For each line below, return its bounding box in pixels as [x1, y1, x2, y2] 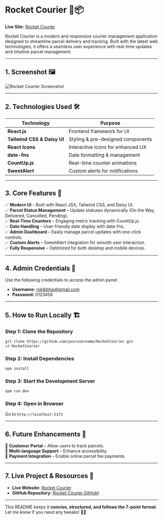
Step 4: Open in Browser [5, 400, 64, 407]
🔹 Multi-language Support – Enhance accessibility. [5, 448, 108, 454]
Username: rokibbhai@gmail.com [12, 286, 80, 293]
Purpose [100, 119, 120, 126]
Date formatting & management [68, 151, 140, 158]
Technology [21, 119, 50, 126]
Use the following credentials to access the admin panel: [5, 277, 118, 283]
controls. [5, 235, 23, 241]
